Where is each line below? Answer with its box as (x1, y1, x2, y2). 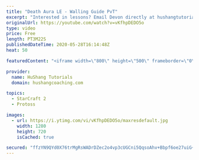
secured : (6, 145, 28, 151)
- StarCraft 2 (11, 96, 46, 102)
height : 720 (17, 129, 46, 135)
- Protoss (11, 101, 36, 107)
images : (6, 112, 25, 118)
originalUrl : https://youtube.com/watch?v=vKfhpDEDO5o (6, 20, 145, 25)
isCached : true (17, 134, 54, 140)
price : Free (6, 31, 36, 37)
